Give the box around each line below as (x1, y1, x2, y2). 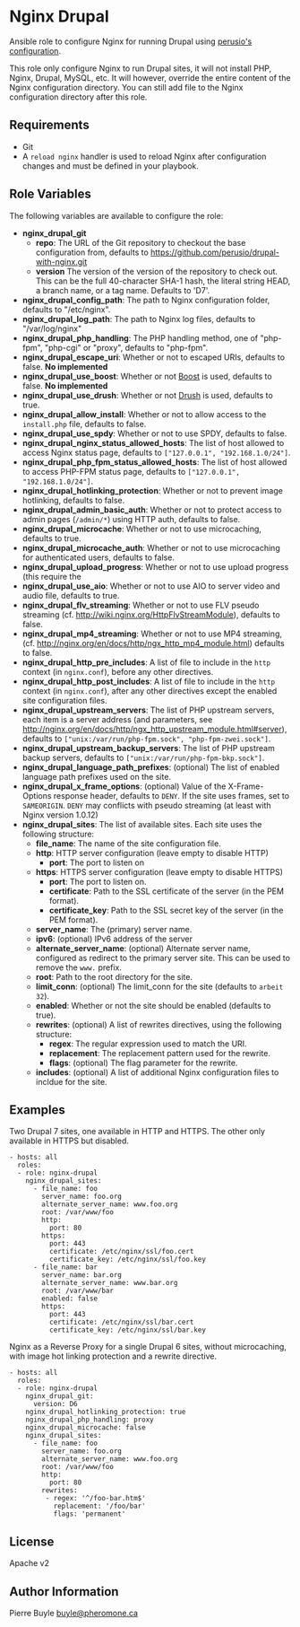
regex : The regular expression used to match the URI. (48, 1038, 248, 1049)
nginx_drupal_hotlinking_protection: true (25, 1407, 186, 1417)
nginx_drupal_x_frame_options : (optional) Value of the (21, 781, 227, 792)
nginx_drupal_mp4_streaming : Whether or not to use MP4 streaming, (21, 628, 283, 639)
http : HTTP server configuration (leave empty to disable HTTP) (35, 847, 269, 858)
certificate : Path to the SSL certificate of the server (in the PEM (48, 886, 285, 897)
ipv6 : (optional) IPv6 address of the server (35, 933, 193, 944)
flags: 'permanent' (53, 1509, 126, 1518)
